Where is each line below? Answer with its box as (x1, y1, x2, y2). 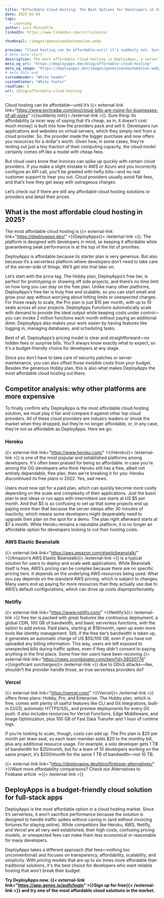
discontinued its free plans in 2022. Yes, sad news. (5, 475, 108, 481)
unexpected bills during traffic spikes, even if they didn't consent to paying (5, 646, 156, 652)
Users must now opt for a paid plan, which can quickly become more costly (5, 485, 157, 491)
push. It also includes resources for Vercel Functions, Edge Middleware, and (5, 711, 158, 717)
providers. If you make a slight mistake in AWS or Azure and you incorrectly (5, 163, 157, 169)
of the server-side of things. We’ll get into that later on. (5, 264, 115, 270)
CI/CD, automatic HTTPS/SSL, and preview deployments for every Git (9, 706, 150, 712)
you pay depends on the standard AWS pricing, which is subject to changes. (5, 576, 159, 581)
